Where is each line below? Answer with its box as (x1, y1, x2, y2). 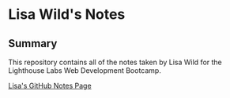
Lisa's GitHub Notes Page (8, 81, 92, 90)
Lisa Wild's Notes (8, 5, 126, 24)
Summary (8, 37, 58, 50)
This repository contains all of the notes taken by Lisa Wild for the (8, 57, 223, 67)
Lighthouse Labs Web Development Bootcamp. (8, 66, 162, 75)
